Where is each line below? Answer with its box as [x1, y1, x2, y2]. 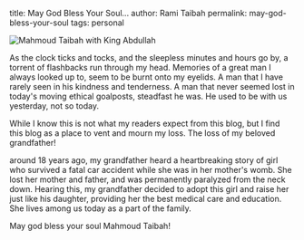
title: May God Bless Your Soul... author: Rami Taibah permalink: [9, 8, 248, 18]
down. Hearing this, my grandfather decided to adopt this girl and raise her [9, 184, 289, 194]
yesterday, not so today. [9, 101, 100, 111]
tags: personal [71, 17, 124, 28]
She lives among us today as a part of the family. [9, 203, 192, 214]
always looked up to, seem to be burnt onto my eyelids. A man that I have [9, 72, 284, 82]
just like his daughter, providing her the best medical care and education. [9, 194, 282, 204]
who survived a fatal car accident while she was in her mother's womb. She [9, 165, 292, 175]
